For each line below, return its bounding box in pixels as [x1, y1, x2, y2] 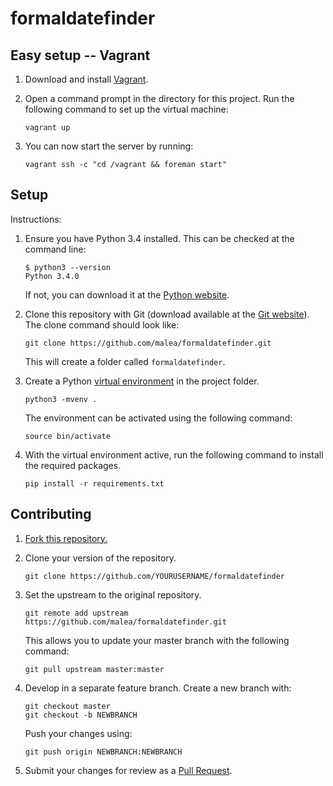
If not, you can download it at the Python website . [24, 288, 230, 301]
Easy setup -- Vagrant [10, 47, 151, 64]
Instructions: [10, 213, 62, 225]
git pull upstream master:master [24, 664, 165, 674]
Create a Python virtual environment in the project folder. [24, 375, 260, 387]
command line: [24, 243, 87, 255]
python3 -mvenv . [24, 394, 98, 404]
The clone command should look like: [24, 318, 180, 331]
